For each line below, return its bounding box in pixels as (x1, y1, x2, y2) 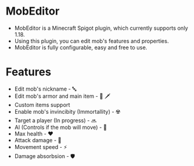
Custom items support (14, 101, 70, 108)
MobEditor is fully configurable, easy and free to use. (14, 44, 148, 51)
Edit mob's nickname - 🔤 (14, 85, 77, 92)
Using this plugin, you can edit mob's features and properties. (14, 37, 169, 44)
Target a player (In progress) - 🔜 (14, 117, 97, 124)
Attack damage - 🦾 (14, 136, 62, 144)
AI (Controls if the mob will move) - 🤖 (14, 123, 107, 131)
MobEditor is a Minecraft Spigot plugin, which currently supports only (14, 24, 189, 32)
